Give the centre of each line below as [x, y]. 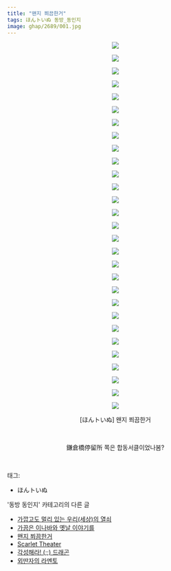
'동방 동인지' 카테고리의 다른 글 [48, 504]
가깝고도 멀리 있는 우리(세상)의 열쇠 [64, 520]
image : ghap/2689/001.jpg [44, 26]
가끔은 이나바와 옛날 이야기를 [56, 528]
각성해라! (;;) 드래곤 [43, 552]
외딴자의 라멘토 [37, 561]
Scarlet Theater [39, 544]
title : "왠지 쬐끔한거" [37, 13]
